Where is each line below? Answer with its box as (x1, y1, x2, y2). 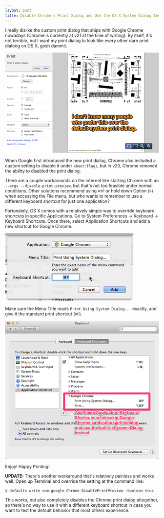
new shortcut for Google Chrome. (5, 223, 73, 229)
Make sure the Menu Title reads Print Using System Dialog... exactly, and (5, 306, 157, 311)
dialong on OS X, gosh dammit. (5, 43, 67, 48)
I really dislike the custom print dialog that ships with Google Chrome (5, 27, 143, 33)
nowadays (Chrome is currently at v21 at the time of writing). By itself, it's (5, 32, 152, 38)
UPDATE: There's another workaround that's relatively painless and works (5, 473, 154, 479)
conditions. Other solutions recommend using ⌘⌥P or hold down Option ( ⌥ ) (5, 188, 154, 193)
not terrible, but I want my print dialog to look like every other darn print (5, 37, 149, 44)
